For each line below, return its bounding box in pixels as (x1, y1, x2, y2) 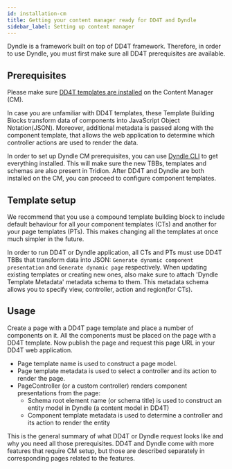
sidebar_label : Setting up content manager (7, 23, 135, 30)
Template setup (7, 194, 76, 206)
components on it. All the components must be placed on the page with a (7, 331, 217, 339)
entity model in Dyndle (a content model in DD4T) (27, 404, 170, 412)
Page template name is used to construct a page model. (17, 359, 177, 368)
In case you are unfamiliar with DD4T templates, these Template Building (7, 109, 215, 117)
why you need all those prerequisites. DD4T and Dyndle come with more (7, 439, 215, 447)
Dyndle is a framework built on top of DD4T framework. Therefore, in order (7, 42, 222, 51)
